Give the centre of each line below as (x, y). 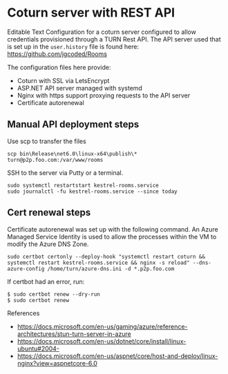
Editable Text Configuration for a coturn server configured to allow (102, 32)
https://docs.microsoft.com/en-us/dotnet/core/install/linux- (102, 341)
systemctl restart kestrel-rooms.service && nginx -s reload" (98, 263)
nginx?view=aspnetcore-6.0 (57, 363)
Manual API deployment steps (73, 125)
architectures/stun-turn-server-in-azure (74, 334)
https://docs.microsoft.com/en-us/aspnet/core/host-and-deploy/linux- (117, 356)
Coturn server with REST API (91, 13)
